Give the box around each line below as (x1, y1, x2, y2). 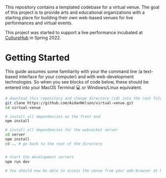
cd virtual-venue (5, 105, 41, 110)
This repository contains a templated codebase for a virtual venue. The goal (5, 4, 160, 10)
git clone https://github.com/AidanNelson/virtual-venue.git (5, 100, 134, 105)
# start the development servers (5, 154, 74, 160)
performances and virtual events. (5, 20, 73, 26)
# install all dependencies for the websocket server (5, 128, 119, 133)
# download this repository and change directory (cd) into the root (5, 96, 152, 101)
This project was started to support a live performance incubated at (5, 30, 143, 35)
